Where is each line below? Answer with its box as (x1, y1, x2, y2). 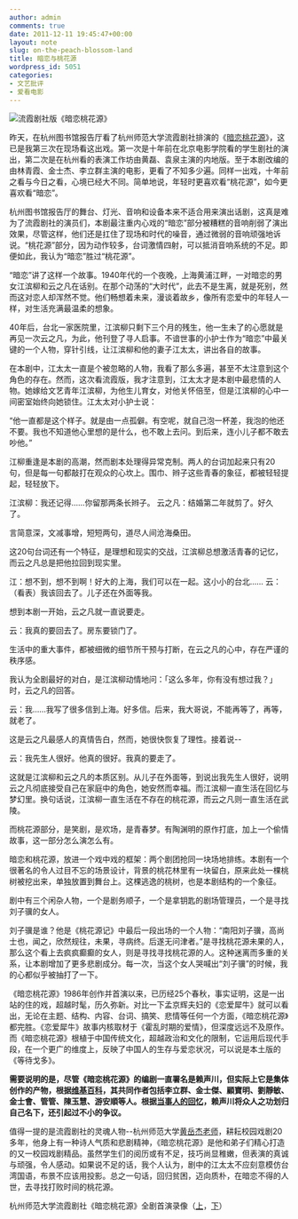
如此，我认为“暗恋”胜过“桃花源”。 (16, 251, 140, 261)
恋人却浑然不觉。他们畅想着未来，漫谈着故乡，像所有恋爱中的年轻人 (32, 291, 281, 302)
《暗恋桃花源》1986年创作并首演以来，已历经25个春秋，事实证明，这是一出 (9, 988, 286, 999)
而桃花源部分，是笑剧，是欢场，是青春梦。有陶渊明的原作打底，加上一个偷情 (9, 824, 289, 834)
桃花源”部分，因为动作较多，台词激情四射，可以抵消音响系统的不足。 (27, 239, 281, 250)
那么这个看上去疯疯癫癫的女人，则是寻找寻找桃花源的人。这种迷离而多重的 (9, 947, 281, 958)
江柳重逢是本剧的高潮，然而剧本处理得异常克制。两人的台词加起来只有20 (9, 456, 276, 466)
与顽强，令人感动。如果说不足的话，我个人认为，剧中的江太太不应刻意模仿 (9, 1159, 281, 1169)
